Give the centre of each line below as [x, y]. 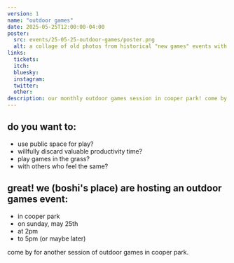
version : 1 [23, 14]
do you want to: [42, 127]
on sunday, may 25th [48, 223]
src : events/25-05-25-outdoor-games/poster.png [84, 40]
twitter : [26, 86]
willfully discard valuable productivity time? [80, 151]
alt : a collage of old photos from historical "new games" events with [121, 46]
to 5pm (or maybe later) [51, 238]
